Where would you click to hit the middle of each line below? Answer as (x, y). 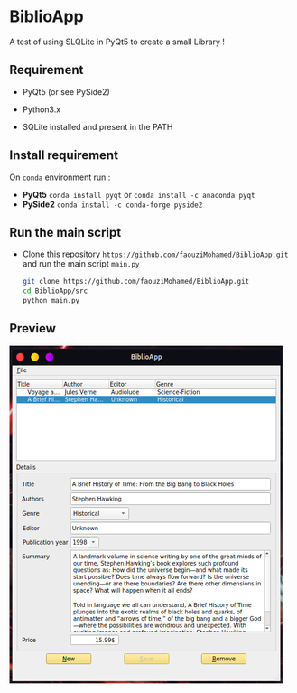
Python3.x (42, 109)
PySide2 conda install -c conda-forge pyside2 (112, 204)
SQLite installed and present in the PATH (97, 126)
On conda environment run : (60, 177)
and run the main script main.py (81, 264)
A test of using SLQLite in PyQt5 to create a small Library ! (117, 42)
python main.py (51, 301)
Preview (33, 328)
